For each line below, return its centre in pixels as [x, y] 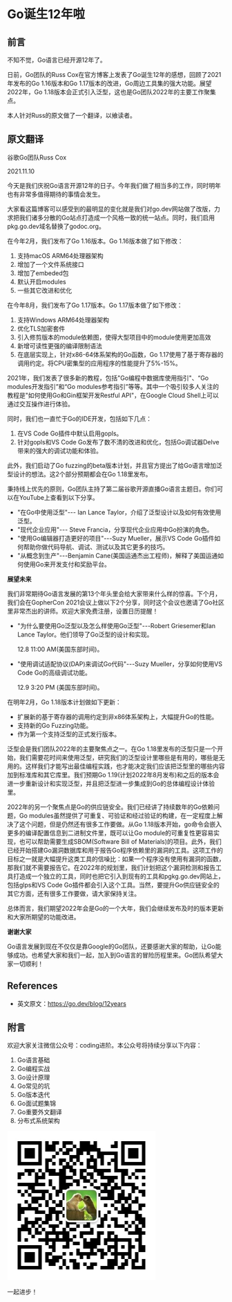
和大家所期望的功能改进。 [43, 917]
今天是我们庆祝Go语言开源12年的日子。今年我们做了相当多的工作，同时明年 [114, 185]
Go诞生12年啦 [46, 14]
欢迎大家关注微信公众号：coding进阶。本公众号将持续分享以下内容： [105, 1045]
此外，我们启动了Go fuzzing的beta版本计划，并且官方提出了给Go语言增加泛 [115, 465]
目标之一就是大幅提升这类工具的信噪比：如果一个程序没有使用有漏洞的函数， [116, 859]
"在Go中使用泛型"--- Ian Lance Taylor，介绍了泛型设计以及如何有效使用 [119, 512]
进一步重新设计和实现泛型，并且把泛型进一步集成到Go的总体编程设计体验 [111, 783]
